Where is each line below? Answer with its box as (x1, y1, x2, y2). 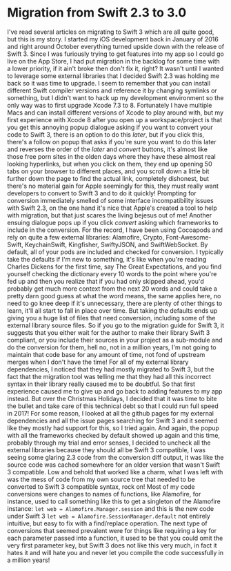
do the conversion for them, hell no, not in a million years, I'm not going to (7, 343, 217, 351)
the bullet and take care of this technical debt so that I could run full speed (7, 402, 219, 410)
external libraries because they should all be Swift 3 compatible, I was (7, 445, 205, 454)
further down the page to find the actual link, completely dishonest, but (7, 174, 209, 182)
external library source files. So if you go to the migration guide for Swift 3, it (7, 321, 225, 329)
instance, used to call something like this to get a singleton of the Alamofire (7, 497, 221, 505)
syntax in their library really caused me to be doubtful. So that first (7, 380, 195, 388)
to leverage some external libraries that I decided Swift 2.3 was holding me (7, 71, 219, 80)
